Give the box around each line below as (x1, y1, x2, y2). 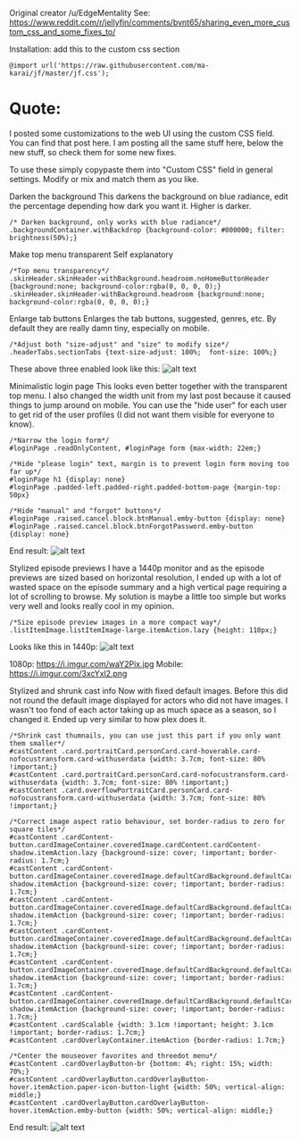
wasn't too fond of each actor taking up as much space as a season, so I (9, 704, 277, 715)
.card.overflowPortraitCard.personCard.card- (61, 786, 234, 795)
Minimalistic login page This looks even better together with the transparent (9, 380, 287, 391)
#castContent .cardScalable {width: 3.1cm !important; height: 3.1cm (9, 1020, 274, 1029)
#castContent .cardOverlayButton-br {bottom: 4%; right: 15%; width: (9, 1059, 274, 1068)
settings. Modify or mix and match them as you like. (9, 173, 199, 184)
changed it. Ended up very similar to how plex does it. (9, 713, 207, 724)
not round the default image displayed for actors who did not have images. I (9, 695, 288, 705)
